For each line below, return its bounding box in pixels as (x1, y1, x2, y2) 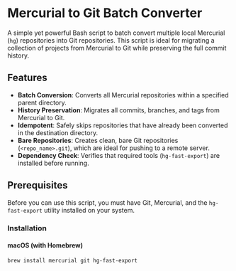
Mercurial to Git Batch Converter (7, 5, 203, 21)
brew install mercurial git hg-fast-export (7, 257, 138, 264)
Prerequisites (7, 179, 68, 191)
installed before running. (17, 159, 90, 167)
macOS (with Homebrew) (7, 241, 84, 250)
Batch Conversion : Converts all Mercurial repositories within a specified (17, 90, 229, 99)
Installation (7, 223, 47, 233)
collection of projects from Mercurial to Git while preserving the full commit (7, 43, 227, 52)
